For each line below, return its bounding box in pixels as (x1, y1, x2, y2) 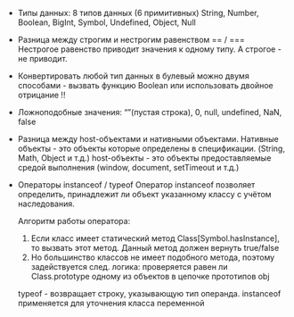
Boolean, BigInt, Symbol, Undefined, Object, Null (17, 17, 196, 28)
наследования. (17, 198, 75, 209)
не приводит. (17, 54, 69, 63)
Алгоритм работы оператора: (17, 216, 131, 226)
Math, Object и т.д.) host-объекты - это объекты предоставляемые (17, 153, 272, 163)
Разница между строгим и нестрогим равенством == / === (17, 35, 245, 45)
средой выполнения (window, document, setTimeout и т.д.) (17, 163, 240, 172)
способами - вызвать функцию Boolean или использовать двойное (17, 80, 274, 90)
